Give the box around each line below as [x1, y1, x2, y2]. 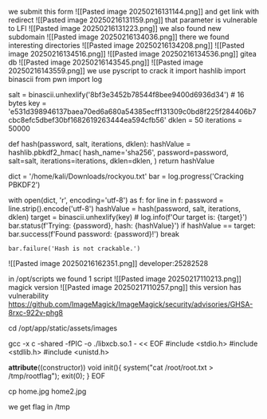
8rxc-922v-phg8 [8, 308, 64, 317]
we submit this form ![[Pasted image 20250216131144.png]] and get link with [8, 7, 260, 16]
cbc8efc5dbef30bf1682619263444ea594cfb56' [8, 116, 167, 124]
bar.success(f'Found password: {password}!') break [8, 229, 179, 238]
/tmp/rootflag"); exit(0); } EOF [8, 371, 106, 381]
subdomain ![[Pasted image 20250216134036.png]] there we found [8, 32, 230, 41]
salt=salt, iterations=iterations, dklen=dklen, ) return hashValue [8, 156, 215, 166]
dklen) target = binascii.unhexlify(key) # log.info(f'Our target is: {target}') [8, 213, 248, 221]
